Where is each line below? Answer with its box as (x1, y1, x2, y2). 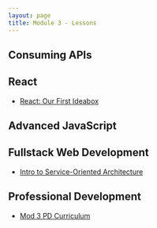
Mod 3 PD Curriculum (19, 211, 91, 220)
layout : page (8, 11, 51, 20)
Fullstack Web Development (8, 146, 150, 159)
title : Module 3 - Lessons (8, 19, 97, 27)
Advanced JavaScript (8, 120, 117, 133)
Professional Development (8, 190, 142, 203)
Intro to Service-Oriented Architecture (19, 167, 144, 177)
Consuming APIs (8, 48, 92, 62)
